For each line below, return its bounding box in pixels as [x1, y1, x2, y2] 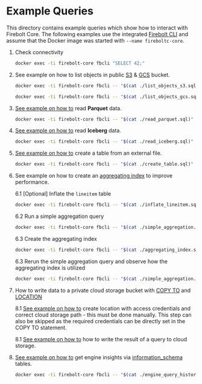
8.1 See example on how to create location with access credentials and [14, 305, 191, 312]
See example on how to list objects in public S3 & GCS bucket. [14, 71, 170, 78]
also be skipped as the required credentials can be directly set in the [14, 317, 186, 324]
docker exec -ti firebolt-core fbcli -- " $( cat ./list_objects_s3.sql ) [14, 82, 199, 88]
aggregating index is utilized [14, 264, 86, 271]
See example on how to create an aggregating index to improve [14, 172, 173, 179]
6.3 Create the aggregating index [14, 235, 98, 242]
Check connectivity [14, 48, 64, 55]
